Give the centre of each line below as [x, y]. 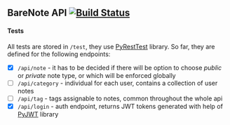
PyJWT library [38, 114]
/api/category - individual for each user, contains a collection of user [117, 83]
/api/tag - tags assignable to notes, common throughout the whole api [120, 98]
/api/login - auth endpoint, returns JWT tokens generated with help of [120, 106]
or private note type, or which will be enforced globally [97, 75]
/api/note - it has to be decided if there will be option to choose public [120, 67]
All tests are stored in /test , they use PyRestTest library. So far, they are [111, 46]
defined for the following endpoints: [59, 54]
